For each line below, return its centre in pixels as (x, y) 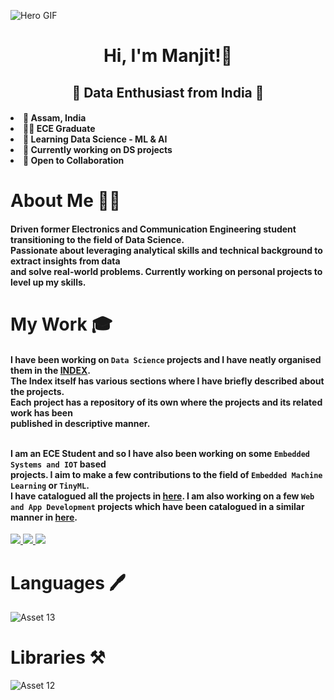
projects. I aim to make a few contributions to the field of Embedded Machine (166, 474)
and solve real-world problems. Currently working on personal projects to (166, 271)
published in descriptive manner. (80, 423)
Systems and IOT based (58, 464)
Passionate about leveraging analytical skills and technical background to (166, 250)
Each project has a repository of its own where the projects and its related (166, 402)
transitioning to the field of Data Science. (97, 239)
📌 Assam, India (55, 118)
